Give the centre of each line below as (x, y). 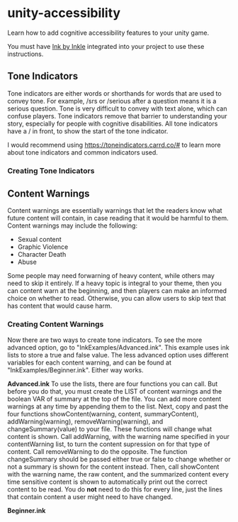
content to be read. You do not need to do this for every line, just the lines (115, 489)
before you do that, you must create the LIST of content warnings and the (115, 391)
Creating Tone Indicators (51, 170)
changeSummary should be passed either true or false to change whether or (119, 459)
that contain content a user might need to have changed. (90, 496)
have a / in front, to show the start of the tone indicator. (88, 131)
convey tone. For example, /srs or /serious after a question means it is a (112, 101)
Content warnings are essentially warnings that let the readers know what (115, 211)
